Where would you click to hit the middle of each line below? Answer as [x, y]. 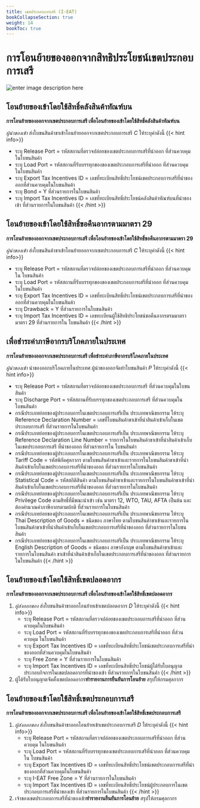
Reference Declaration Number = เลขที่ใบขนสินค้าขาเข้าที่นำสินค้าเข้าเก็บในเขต [99, 420]
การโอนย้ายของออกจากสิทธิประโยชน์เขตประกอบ [100, 58]
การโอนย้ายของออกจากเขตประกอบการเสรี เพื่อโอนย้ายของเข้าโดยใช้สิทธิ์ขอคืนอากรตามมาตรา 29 [100, 238]
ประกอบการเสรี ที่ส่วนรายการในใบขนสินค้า [56, 426]
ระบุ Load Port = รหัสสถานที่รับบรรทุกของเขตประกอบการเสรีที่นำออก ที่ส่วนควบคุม [107, 751]
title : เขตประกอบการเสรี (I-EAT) [42, 12]
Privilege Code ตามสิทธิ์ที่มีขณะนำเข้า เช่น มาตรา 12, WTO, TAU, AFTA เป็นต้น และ [103, 500]
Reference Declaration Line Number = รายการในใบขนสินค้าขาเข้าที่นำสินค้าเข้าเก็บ [103, 440]
